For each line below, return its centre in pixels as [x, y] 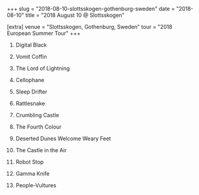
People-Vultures [36, 185]
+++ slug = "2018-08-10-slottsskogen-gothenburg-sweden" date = [91, 9]
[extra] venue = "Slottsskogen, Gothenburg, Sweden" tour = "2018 [90, 27]
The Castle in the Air [41, 150]
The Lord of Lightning [43, 68]
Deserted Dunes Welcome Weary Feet [63, 139]
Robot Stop [30, 162]
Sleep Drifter [31, 92]
